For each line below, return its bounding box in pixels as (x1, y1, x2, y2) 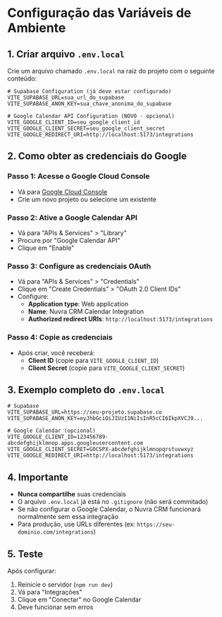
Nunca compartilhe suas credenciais (17, 490, 127, 498)
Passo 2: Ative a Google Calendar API (7, 212, 137, 222)
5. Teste (7, 548, 44, 560)
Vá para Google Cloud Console (17, 187, 108, 196)
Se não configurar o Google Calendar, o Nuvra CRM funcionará (17, 505, 201, 513)
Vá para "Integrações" (17, 588, 82, 597)
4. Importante (7, 471, 69, 483)
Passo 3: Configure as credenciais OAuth (7, 261, 152, 271)
